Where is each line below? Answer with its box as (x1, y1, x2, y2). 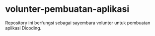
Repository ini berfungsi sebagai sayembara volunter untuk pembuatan (5, 20, 151, 26)
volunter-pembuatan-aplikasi (5, 3, 130, 15)
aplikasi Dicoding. (5, 25, 42, 31)
